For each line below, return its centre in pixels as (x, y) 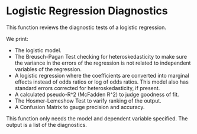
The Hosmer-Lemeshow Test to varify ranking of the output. (88, 100)
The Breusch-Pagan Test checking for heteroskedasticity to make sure (101, 56)
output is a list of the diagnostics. (47, 125)
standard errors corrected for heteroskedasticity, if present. (87, 88)
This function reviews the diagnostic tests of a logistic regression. (86, 27)
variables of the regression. (48, 69)
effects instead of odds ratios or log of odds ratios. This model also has (102, 82)
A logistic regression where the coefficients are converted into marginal (102, 75)
